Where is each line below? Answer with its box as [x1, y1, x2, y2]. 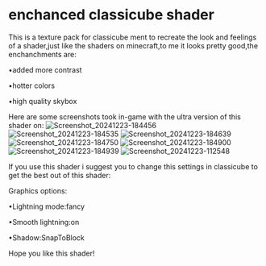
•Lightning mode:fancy [8, 202, 85, 211]
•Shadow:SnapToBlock [8, 232, 85, 243]
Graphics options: [8, 185, 68, 195]
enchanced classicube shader [8, 6, 215, 24]
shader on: [8, 120, 44, 130]
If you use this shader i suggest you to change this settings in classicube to [8, 161, 258, 171]
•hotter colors [8, 81, 55, 90]
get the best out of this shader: [8, 170, 111, 180]
